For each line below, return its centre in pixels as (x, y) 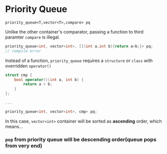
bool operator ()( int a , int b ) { (49, 79)
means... (14, 126)
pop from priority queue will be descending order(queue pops (81, 139)
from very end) (24, 145)
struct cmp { (19, 75)
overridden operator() (28, 65)
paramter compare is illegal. (32, 37)
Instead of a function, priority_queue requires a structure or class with (79, 60)
